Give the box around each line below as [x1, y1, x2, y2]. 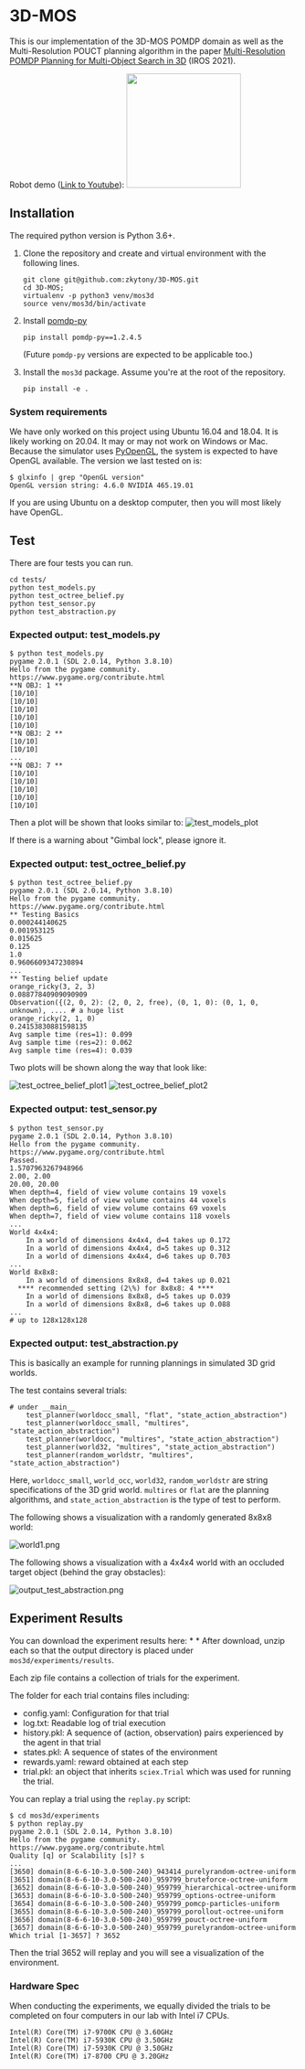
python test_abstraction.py [9, 607, 117, 616]
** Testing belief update [9, 975, 108, 984]
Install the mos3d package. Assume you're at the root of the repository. [22, 367, 286, 378]
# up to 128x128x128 [9, 1316, 89, 1325]
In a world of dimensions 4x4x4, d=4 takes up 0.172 [26, 1235, 231, 1244]
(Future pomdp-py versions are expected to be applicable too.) [22, 348, 254, 359]
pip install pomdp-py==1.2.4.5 [22, 333, 142, 342]
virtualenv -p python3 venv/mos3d [22, 291, 154, 300]
